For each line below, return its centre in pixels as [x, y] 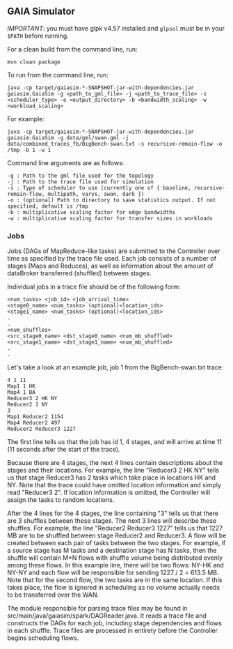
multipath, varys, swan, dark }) [96, 194]
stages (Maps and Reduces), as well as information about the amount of [110, 266]
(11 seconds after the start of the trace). [64, 450]
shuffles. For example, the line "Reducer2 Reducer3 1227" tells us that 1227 [115, 528]
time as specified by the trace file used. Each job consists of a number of [112, 259]
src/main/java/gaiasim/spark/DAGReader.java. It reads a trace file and [107, 616]
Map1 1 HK [22, 386]
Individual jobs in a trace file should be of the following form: [94, 287]
